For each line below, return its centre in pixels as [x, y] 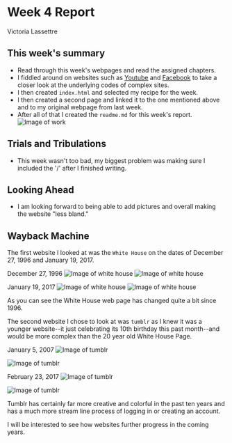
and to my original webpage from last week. [80, 107]
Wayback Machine [48, 236]
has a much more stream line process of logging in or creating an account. [114, 411]
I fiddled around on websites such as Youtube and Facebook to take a [117, 77]
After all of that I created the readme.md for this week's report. [105, 114]
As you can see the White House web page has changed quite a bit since [112, 301]
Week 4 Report [51, 12]
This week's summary [56, 53]
